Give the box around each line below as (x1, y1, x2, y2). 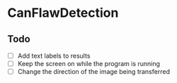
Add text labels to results (17, 51, 91, 60)
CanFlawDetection (7, 5, 119, 21)
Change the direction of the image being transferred (17, 68, 170, 76)
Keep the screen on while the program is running (17, 60, 161, 68)
